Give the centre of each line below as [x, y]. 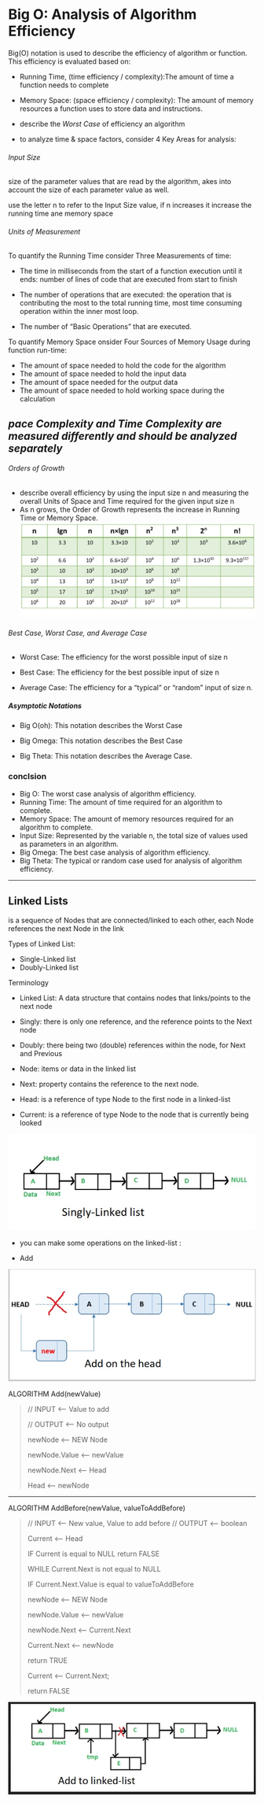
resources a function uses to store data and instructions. [111, 109]
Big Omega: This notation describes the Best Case [101, 741]
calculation [37, 399]
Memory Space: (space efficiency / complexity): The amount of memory [136, 100]
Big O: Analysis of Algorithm [103, 15]
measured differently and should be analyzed [123, 436]
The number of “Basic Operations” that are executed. [106, 327]
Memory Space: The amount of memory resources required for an [126, 818]
